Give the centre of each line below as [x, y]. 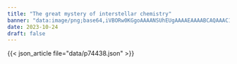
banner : [19, 20]
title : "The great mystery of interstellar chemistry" [90, 14]
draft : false [26, 33]
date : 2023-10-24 [33, 27]
